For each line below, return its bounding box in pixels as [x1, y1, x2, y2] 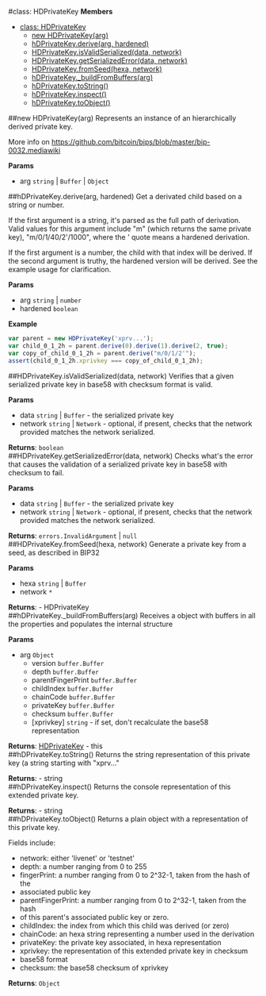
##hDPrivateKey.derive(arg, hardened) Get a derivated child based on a [8, 192, 242, 201]
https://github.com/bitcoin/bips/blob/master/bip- [51, 137, 211, 146]
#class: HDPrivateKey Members [8, 7, 113, 16]
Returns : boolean [8, 442, 64, 452]
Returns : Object [8, 978, 61, 987]
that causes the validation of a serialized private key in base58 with [8, 460, 228, 469]
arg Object [19, 650, 55, 660]
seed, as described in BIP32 [8, 548, 101, 557]
